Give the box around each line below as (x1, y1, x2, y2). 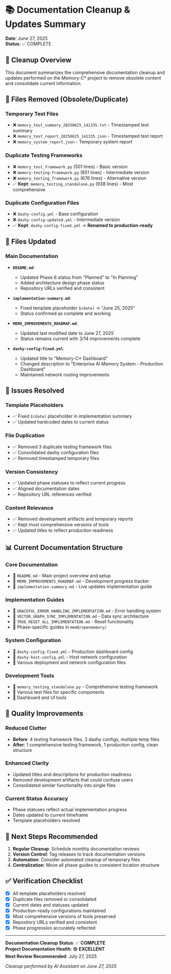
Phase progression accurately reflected (12, 925, 96, 931)
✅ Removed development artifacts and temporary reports (12, 516, 133, 522)
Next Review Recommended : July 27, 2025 (5, 953, 97, 960)
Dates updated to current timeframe (12, 812, 88, 818)
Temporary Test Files (5, 110, 59, 117)
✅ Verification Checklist (5, 876, 83, 886)
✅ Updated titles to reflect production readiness (12, 527, 113, 533)
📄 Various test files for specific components (12, 689, 105, 695)
